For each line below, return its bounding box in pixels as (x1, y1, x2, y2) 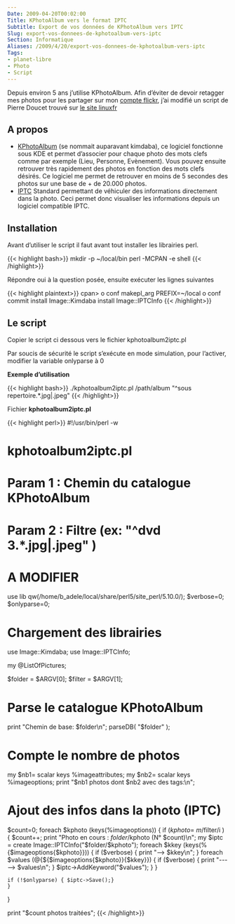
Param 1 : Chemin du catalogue (7, 475, 192, 491)
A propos (7, 124, 48, 136)
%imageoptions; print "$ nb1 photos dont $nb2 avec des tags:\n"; (7, 778, 195, 786)
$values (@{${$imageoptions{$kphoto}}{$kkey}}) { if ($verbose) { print (7, 856, 215, 864)
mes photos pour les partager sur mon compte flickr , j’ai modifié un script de (7, 95, 229, 104)
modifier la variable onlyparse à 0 (7, 356, 105, 365)
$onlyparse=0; (7, 600, 51, 608)
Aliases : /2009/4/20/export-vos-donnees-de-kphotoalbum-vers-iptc (7, 43, 206, 50)
